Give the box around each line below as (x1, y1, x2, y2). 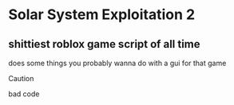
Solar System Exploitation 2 (8, 6, 196, 24)
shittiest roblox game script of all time (8, 37, 201, 51)
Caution (8, 74, 34, 83)
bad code (8, 89, 40, 99)
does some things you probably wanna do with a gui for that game (8, 58, 227, 68)
